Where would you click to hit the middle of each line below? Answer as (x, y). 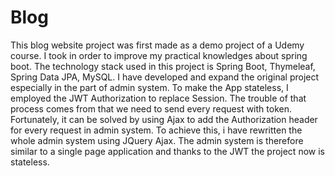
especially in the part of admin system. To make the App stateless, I (149, 87)
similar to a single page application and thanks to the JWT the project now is (167, 151)
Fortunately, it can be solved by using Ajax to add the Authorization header (164, 119)
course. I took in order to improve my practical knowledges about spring (159, 55)
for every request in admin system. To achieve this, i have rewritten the (156, 130)
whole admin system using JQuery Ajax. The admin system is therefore (157, 140)
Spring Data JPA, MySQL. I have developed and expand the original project (165, 77)
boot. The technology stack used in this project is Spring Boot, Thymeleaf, (163, 66)
